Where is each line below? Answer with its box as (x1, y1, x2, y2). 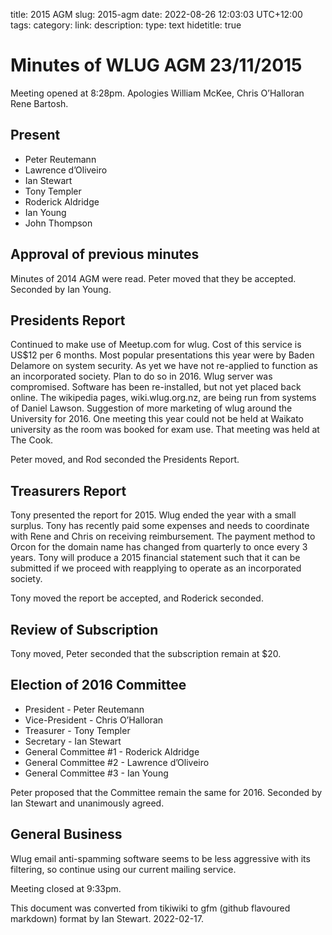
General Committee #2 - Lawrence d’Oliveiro (24, 756, 210, 768)
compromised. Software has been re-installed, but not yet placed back (10, 381, 302, 393)
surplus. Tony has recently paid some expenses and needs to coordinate (10, 520, 310, 532)
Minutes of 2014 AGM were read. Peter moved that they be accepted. (10, 272, 297, 284)
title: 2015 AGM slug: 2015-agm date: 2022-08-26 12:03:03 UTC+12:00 (10, 9, 303, 20)
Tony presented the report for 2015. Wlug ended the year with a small (10, 509, 297, 521)
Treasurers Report (10, 482, 127, 499)
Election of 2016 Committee (10, 677, 187, 694)
